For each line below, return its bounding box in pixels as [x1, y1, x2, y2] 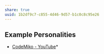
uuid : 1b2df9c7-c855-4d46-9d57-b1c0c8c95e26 [5, 12, 99, 17]
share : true [5, 7, 30, 12]
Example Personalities [5, 30, 76, 39]
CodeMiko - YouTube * [12, 43, 58, 50]
